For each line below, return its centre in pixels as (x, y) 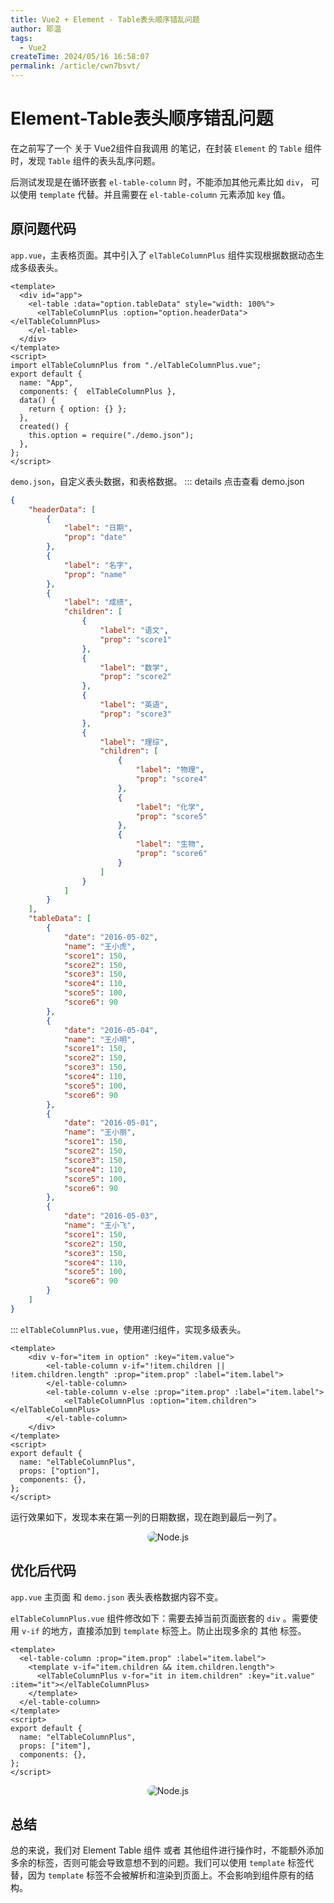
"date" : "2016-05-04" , (111, 1030)
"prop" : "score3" (135, 714)
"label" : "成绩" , (98, 602)
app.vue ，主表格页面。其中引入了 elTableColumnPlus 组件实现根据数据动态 (163, 255)
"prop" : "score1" (135, 639)
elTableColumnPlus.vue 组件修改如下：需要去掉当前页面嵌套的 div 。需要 (160, 1618)
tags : (21, 38)
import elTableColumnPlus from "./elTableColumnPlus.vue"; (136, 365)
